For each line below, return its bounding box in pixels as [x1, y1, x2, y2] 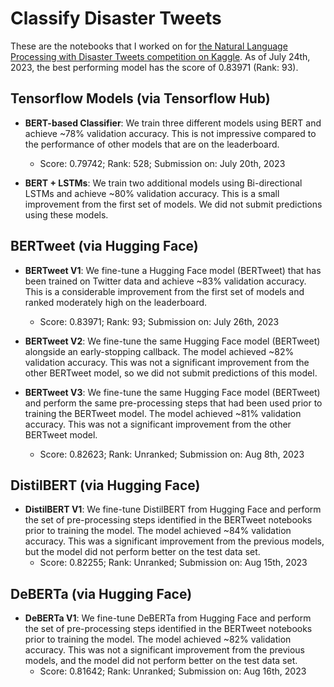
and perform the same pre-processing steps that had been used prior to [24, 397, 323, 409]
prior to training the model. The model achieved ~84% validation [24, 525, 292, 537]
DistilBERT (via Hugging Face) [10, 477, 201, 494]
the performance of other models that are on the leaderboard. [24, 138, 280, 150]
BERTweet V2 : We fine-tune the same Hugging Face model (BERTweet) [24, 335, 321, 347]
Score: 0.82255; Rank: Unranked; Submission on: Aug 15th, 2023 [39, 557, 308, 569]
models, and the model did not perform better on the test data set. [24, 655, 298, 667]
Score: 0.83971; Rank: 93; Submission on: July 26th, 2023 [39, 315, 280, 327]
